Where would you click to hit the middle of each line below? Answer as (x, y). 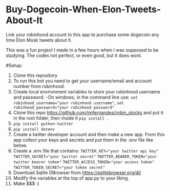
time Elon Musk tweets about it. (39, 40)
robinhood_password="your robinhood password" (64, 107)
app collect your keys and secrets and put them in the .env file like (83, 140)
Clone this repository (35, 75)
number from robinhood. (39, 86)
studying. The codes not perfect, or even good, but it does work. (74, 55)
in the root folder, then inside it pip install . (61, 118)
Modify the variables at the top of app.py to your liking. (71, 178)
